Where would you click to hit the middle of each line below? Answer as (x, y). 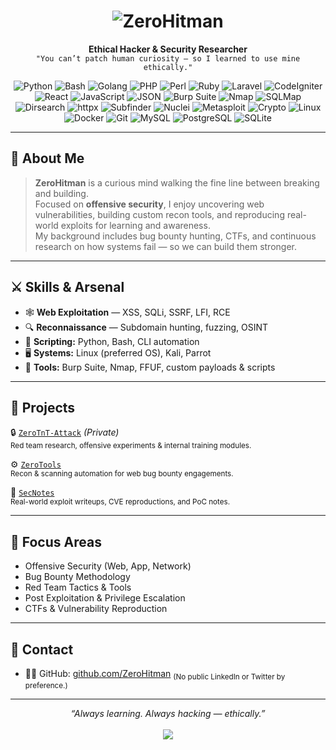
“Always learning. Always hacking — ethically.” (168, 713)
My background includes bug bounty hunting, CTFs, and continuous (175, 236)
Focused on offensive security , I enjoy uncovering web (149, 204)
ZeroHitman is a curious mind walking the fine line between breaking (177, 182)
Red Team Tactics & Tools (78, 587)
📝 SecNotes (32, 492)
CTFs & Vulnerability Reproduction (96, 609)
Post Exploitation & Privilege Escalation (105, 598)
